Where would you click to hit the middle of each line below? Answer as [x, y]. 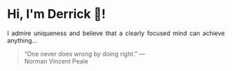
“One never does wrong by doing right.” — [85, 54]
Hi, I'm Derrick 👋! [56, 14]
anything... [22, 40]
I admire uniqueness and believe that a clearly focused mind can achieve [116, 33]
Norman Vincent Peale [56, 61]
